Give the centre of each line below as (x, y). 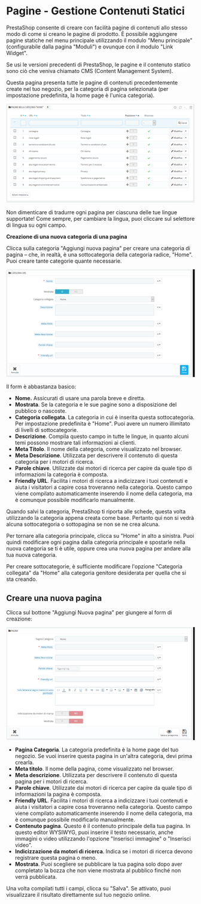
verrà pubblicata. (36, 876)
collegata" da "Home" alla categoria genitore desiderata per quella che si (96, 573)
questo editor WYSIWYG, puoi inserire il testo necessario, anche (94, 832)
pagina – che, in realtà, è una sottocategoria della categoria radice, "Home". (100, 254)
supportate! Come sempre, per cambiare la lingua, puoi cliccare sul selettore (100, 218)
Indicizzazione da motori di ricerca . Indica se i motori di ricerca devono (103, 851)
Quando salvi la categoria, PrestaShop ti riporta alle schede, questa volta (96, 512)
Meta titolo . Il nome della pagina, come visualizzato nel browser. (95, 768)
